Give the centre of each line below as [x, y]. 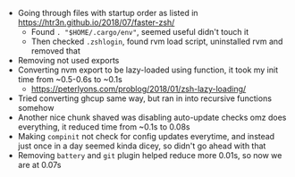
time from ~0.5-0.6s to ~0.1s [70, 79]
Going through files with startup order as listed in [108, 13]
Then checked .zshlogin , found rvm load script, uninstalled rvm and [157, 41]
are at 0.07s [39, 165]
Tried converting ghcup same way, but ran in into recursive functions [145, 98]
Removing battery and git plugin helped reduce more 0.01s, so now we [150, 155]
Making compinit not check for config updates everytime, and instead [146, 136]
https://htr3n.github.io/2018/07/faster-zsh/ [96, 22]
